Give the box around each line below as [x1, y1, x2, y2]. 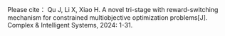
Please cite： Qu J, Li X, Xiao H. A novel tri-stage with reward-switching [7, 6, 219, 13]
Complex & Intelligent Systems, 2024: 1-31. [7, 21, 133, 29]
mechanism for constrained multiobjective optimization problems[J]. [7, 13, 208, 22]
